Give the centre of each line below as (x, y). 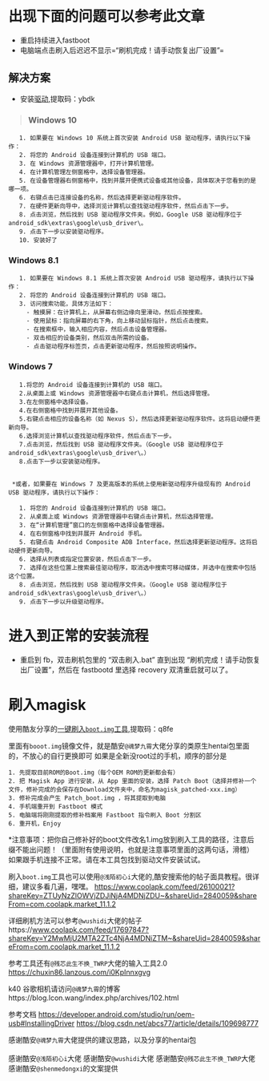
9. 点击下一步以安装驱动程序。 (63, 232)
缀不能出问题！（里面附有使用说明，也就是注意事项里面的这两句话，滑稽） (131, 849)
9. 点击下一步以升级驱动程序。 (63, 602)
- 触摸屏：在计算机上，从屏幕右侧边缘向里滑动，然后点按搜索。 (116, 313)
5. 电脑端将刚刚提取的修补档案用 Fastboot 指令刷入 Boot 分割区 (105, 815)
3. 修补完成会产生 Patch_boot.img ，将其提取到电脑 (87, 798)
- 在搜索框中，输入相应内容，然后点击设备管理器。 (98, 329)
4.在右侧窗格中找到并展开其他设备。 (70, 410)
